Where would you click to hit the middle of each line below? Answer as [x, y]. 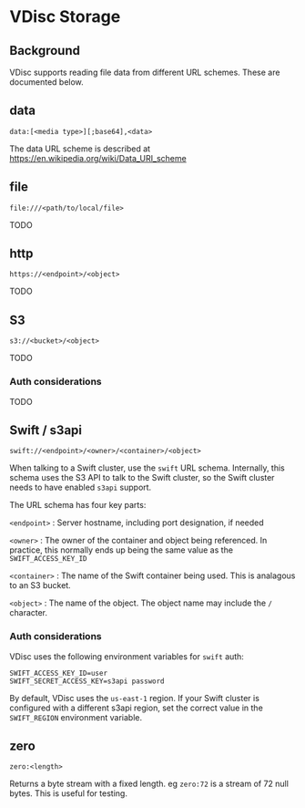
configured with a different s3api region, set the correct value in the [137, 708]
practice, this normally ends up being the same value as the [122, 550]
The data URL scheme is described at [80, 149]
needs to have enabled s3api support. [81, 487]
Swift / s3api [46, 430]
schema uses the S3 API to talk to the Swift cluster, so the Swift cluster [142, 478]
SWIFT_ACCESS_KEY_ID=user [58, 673]
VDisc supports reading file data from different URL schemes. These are [145, 72]
